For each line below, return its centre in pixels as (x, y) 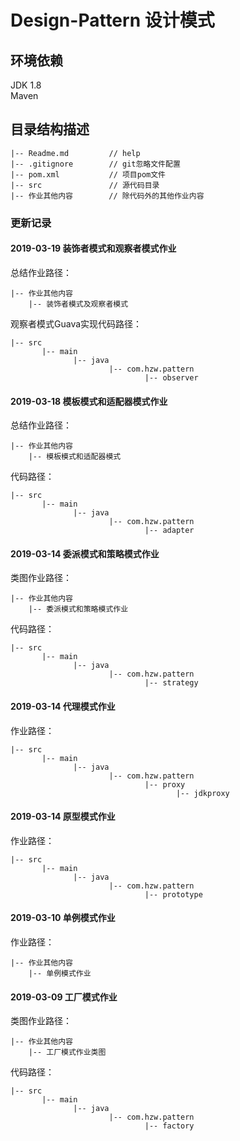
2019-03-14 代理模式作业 (63, 706)
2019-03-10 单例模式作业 (63, 918)
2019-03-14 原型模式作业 (63, 817)
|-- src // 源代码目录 (85, 185)
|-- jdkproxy (202, 793)
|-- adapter (169, 531)
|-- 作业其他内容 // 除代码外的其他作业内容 (107, 196)
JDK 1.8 (26, 85)
